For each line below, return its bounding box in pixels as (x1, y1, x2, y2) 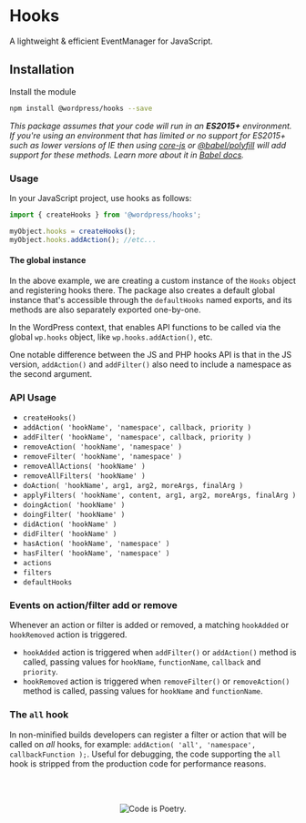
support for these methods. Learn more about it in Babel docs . (9, 149, 244, 160)
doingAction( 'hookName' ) (22, 501, 126, 510)
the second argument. (9, 368, 93, 379)
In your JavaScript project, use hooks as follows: (9, 192, 192, 203)
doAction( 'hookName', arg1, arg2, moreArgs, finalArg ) (22, 482, 244, 491)
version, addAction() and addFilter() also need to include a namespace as (9, 359, 292, 370)
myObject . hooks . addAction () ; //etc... (9, 235, 157, 244)
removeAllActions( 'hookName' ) (22, 462, 146, 472)
